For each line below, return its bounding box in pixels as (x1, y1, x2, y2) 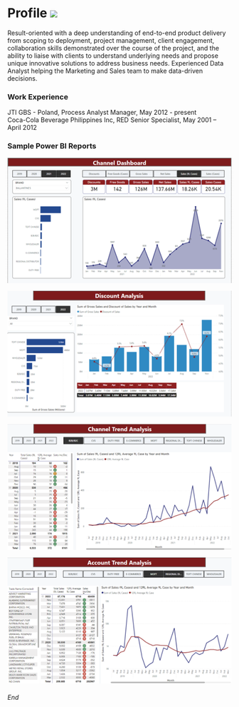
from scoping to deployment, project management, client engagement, (7, 36, 215, 44)
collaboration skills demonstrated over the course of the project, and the (7, 44, 219, 52)
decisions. (7, 73, 38, 83)
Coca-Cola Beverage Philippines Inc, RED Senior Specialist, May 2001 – (7, 116, 217, 124)
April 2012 (7, 123, 37, 132)
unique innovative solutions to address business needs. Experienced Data (7, 59, 224, 67)
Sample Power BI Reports (7, 141, 97, 151)
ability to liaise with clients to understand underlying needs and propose (7, 51, 219, 60)
